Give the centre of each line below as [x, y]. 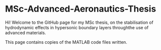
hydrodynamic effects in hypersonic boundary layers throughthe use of [77, 27]
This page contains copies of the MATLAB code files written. [66, 42]
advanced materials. [26, 33]
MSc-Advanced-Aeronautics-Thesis [81, 9]
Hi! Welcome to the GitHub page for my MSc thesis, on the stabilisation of [79, 22]
